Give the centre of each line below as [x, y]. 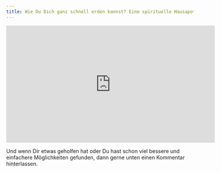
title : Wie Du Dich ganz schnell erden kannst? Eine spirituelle [89, 12]
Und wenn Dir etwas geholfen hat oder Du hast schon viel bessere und [93, 151]
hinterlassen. [22, 164]
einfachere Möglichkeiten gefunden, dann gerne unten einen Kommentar [96, 157]
